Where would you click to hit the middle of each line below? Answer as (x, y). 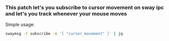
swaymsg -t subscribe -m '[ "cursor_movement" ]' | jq (64, 34)
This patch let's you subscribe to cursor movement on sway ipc (84, 7)
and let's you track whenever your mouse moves (66, 13)
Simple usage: (20, 24)
